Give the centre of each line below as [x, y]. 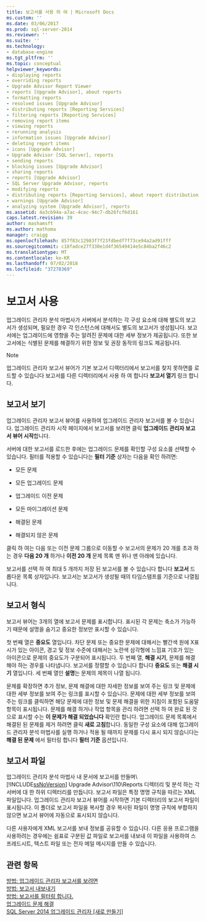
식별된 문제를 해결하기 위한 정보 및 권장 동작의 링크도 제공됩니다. [104, 342]
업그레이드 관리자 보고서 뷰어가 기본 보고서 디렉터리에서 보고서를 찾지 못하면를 [100, 368]
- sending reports [30, 160]
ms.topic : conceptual [34, 63]
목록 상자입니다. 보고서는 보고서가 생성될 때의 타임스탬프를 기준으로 [103, 576]
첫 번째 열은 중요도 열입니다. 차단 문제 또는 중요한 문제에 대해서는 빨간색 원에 [98, 642]
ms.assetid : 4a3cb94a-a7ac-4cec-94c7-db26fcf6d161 [72, 212]
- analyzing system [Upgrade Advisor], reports [68, 207]
